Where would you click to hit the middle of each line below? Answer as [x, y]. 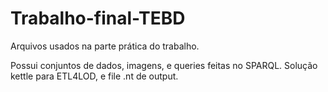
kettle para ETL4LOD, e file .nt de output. [94, 76]
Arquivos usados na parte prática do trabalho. [105, 46]
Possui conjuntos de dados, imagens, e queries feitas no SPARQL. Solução [164, 65]
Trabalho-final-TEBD [98, 18]
